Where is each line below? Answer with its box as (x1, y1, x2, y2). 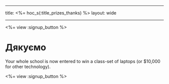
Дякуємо (5, 42, 46, 53)
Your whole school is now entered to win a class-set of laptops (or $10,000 (5, 58, 161, 64)
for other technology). (5, 63, 51, 69)
